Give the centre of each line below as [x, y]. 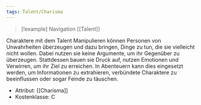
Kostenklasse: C [35, 97]
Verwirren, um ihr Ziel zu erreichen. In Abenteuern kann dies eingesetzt [95, 66]
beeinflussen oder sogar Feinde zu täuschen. [62, 79]
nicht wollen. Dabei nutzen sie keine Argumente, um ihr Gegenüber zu [93, 53]
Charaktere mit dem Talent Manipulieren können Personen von [84, 40]
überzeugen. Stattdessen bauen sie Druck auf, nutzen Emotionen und [92, 59]
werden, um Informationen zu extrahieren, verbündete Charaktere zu [91, 72]
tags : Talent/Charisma [35, 12]
